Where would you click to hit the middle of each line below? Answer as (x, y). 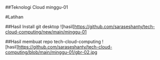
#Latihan (14, 17)
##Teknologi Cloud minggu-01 (37, 7)
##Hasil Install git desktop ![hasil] (40, 26)
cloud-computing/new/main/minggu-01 (46, 32)
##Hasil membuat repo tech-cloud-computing (53, 41)
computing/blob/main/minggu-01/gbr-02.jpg (51, 52)
